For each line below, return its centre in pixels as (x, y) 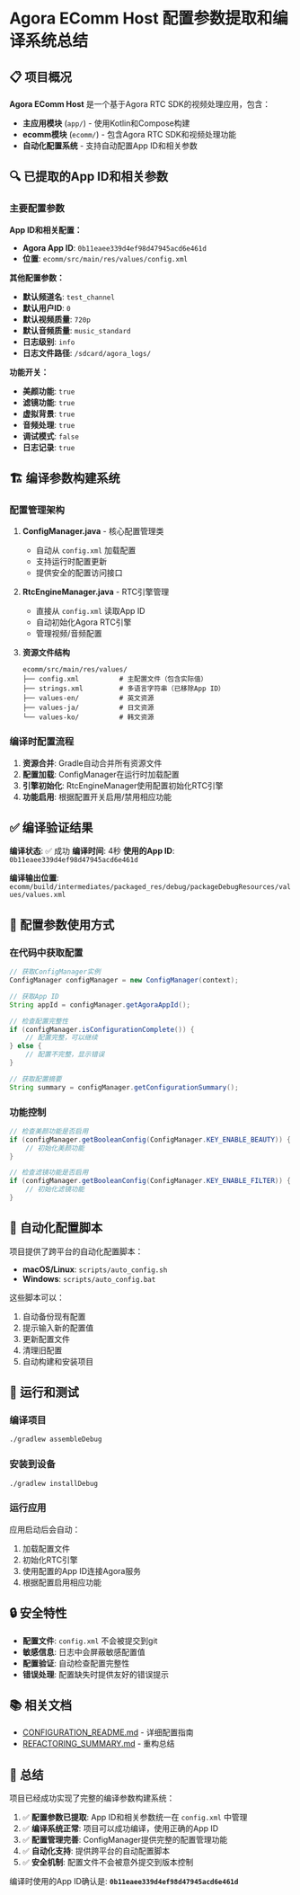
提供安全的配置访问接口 (79, 573)
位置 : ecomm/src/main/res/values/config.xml (105, 258)
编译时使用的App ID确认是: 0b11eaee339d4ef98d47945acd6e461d (124, 1882)
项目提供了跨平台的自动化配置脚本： (76, 1251)
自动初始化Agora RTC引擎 (84, 622)
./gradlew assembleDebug (56, 1439)
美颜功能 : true (49, 391)
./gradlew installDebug (54, 1483)
